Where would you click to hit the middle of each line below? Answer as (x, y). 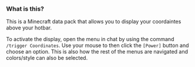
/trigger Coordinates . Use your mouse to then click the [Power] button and (97, 45)
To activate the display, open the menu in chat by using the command (90, 39)
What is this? (25, 9)
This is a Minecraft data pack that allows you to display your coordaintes (94, 22)
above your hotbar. (29, 28)
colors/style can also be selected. (47, 58)
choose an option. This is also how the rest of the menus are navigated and (97, 52)
